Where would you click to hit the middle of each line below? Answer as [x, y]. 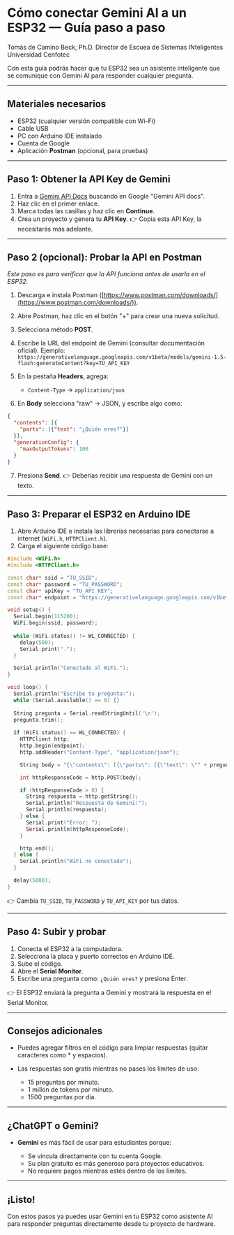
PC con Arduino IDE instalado [60, 136]
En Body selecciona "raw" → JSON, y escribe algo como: [100, 404]
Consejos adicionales [55, 1031]
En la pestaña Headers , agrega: [63, 376]
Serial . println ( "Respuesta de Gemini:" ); [87, 803]
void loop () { [28, 687]
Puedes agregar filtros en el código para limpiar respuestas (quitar [112, 1048]
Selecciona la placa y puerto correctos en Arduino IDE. [96, 956]
